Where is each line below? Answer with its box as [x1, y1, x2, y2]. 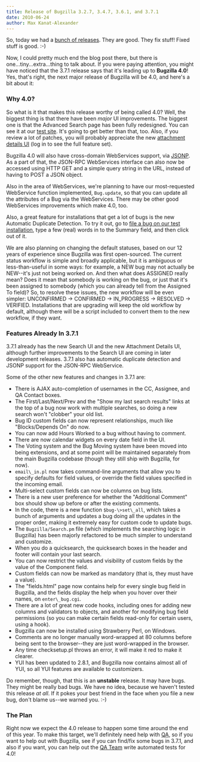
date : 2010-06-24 [6, 14, 50, 20]
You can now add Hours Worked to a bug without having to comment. [14, 429, 187, 436]
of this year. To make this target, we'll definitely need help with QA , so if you [6, 731, 193, 738]
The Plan [6, 711, 33, 719]
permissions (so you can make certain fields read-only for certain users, [14, 614, 193, 621]
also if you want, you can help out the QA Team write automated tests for [6, 744, 186, 751]
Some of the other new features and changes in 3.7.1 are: [6, 373, 146, 381]
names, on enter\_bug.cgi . [14, 595, 82, 603]
